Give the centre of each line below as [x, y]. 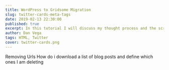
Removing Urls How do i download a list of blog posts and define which [79, 56]
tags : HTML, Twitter [27, 38]
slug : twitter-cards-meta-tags [38, 14]
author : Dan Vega [23, 33]
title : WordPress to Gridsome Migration [48, 10]
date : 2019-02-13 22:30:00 [33, 19]
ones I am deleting [24, 62]
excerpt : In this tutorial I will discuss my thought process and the [81, 28]
